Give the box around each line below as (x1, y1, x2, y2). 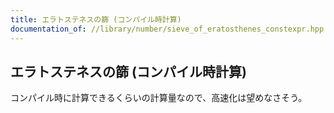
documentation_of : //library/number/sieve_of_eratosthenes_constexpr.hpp (10, 24, 325, 34)
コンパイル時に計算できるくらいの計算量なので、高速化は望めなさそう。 (10, 92, 308, 104)
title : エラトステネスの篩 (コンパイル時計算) (10, 14, 182, 25)
